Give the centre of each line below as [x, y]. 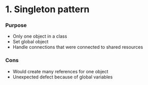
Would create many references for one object [60, 71]
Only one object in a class [40, 36]
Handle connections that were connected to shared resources [78, 47]
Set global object [30, 42]
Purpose [16, 25]
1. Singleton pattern [47, 9]
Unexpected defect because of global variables [63, 77]
